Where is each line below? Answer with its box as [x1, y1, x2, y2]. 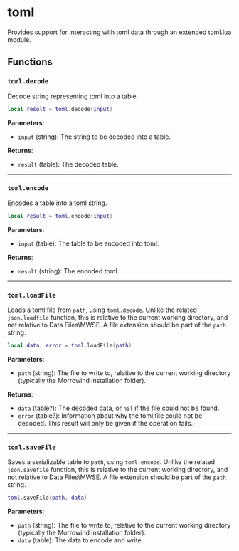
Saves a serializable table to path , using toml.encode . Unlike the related [7, 458, 216, 466]
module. [7, 35, 32, 43]
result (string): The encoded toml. [17, 266, 119, 275]
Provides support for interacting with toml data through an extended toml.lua [7, 28, 232, 36]
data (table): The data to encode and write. [17, 536, 144, 545]
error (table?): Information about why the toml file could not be [17, 411, 203, 420]
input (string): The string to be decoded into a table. [17, 132, 171, 141]
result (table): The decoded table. [17, 159, 119, 168]
